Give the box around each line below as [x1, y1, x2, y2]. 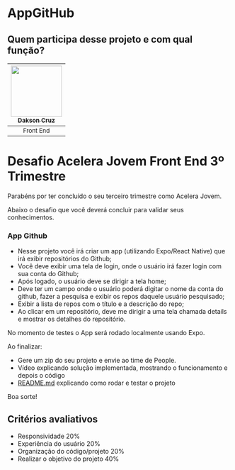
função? [7, 44, 45, 56]
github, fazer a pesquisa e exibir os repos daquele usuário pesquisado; [17, 293, 225, 301]
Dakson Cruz [17, 116, 55, 124]
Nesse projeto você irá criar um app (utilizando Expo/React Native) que [17, 247, 226, 256]
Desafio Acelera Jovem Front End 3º [7, 153, 224, 170]
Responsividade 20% [17, 432, 80, 441]
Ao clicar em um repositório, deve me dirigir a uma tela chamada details [17, 307, 228, 316]
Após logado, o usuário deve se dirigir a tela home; [17, 277, 166, 285]
